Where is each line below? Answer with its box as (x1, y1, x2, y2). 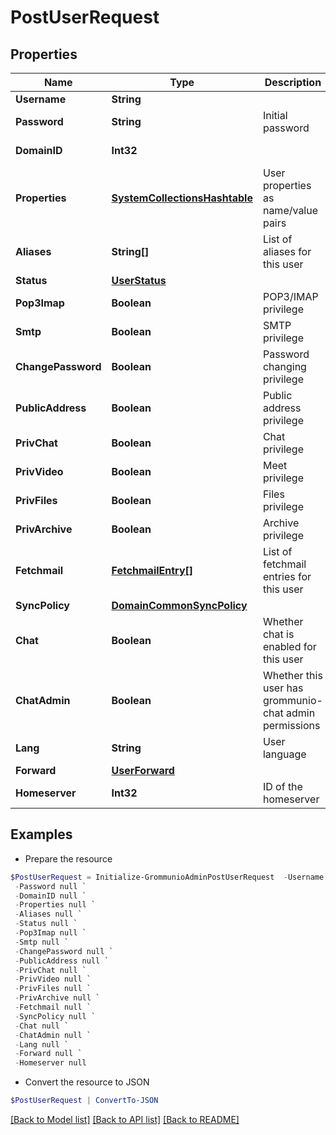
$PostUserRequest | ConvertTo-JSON (10, 1096, 159, 1106)
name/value (262, 204, 319, 217)
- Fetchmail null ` (14, 1002, 92, 1013)
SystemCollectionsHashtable (111, 191, 253, 205)
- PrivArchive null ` (14, 993, 101, 1003)
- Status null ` (14, 919, 78, 929)
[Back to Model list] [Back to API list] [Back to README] (10, 1114, 240, 1126)
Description (264, 76, 322, 89)
